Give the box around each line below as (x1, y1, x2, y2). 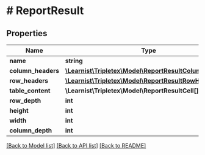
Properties (6, 28, 48, 39)
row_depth (9, 96, 41, 105)
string (65, 56, 84, 65)
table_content (9, 86, 51, 95)
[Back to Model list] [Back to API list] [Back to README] (6, 142, 146, 149)
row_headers (9, 77, 49, 85)
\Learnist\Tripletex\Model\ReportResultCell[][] (65, 86, 204, 95)
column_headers (9, 67, 60, 75)
